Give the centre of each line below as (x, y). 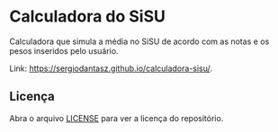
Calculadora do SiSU (88, 17)
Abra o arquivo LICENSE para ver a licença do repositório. (117, 118)
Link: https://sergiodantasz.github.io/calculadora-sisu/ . (111, 68)
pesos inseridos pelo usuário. (64, 50)
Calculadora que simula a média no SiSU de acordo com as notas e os (139, 41)
